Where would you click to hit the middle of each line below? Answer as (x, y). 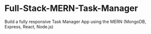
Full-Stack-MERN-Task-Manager (71, 8)
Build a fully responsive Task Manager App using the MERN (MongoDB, (75, 22)
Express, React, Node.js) (29, 26)
